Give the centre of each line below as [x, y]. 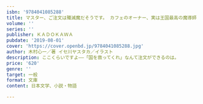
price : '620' [23, 63]
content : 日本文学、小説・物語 [42, 86]
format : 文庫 [22, 80]
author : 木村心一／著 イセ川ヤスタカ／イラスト [60, 52]
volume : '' [20, 23]
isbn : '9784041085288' [35, 12]
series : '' [20, 29]
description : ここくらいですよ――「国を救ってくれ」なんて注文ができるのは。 [93, 58]
